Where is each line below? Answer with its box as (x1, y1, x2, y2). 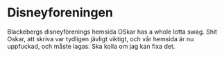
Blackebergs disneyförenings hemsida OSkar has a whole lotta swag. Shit (7, 27, 217, 36)
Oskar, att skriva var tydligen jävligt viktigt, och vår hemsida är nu (7, 34, 194, 43)
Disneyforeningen (7, 5, 113, 21)
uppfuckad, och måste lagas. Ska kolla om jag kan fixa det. (7, 42, 175, 50)
